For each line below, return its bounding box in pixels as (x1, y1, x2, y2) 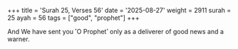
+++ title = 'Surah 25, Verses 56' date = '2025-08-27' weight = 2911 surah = (7, 6, 232, 14)
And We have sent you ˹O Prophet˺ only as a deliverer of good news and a (7, 28, 224, 36)
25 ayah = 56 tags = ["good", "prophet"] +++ (7, 13, 140, 22)
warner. (7, 35, 30, 43)
